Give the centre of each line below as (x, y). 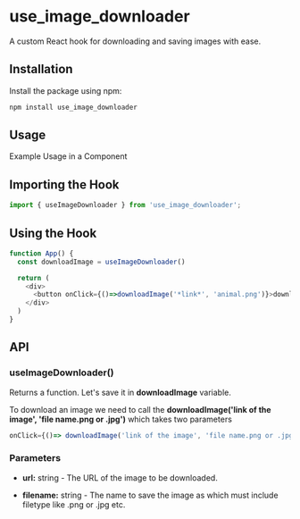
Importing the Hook (64, 184)
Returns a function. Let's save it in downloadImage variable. (121, 392)
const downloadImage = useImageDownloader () (101, 262)
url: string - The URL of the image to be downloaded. (120, 477)
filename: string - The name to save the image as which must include (150, 495)
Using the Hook (53, 233)
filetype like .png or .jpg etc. (74, 504)
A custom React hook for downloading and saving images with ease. (135, 41)
